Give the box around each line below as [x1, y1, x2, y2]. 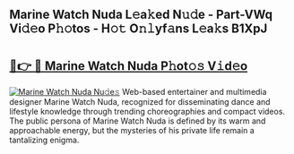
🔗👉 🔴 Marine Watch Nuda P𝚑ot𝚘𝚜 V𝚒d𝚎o [9, 58, 248, 73]
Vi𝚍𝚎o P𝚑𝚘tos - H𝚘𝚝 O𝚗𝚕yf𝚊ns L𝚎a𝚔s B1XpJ [9, 21, 268, 37]
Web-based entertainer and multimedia [122, 87, 267, 97]
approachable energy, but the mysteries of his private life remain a [9, 125, 255, 135]
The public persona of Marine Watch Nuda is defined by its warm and [9, 115, 266, 126]
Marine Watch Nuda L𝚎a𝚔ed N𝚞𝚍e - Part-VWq [9, 7, 273, 22]
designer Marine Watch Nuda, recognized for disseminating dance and [9, 97, 271, 107]
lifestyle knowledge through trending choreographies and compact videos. [9, 107, 285, 116]
